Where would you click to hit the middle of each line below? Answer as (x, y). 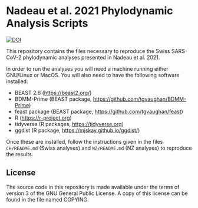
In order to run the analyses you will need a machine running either (87, 68)
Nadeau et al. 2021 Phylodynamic (90, 11)
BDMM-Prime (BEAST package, (53, 99)
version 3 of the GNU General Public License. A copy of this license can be (97, 193)
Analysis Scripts (47, 23)
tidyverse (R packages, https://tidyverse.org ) (69, 124)
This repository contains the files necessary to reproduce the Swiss (88, 51)
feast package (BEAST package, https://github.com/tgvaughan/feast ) (99, 111)
